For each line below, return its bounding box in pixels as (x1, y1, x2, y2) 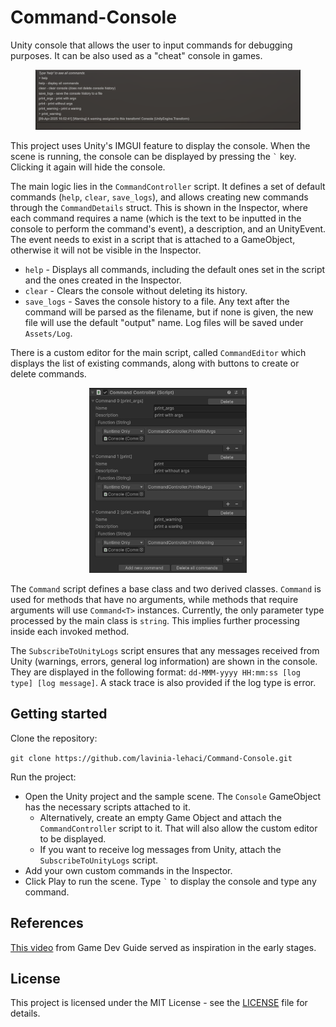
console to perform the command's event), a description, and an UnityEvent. (10, 223, 327, 235)
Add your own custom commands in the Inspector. (24, 864, 233, 876)
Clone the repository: (10, 732, 98, 744)
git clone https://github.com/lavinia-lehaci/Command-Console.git (10, 753, 293, 763)
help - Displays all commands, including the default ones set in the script (24, 264, 326, 275)
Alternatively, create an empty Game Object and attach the (39, 811, 282, 823)
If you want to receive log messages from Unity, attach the (39, 843, 282, 855)
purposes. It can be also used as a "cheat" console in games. (10, 49, 263, 61)
